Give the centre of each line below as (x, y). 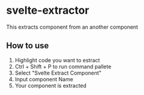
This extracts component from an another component (72, 27)
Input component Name (44, 79)
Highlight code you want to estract (57, 60)
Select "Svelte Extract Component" (58, 73)
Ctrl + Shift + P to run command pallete (63, 66)
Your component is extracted (50, 85)
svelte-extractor (48, 10)
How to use (27, 46)
